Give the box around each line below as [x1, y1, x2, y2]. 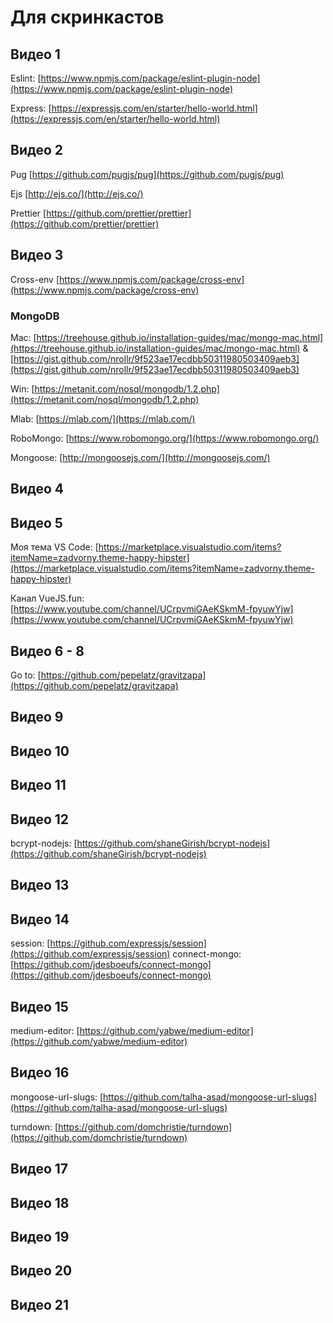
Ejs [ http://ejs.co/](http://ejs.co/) [10, 187, 144, 200]
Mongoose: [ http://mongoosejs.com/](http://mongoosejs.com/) [10, 451, 271, 463]
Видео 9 [10, 709, 64, 726]
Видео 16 [10, 1064, 70, 1081]
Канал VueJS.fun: [10, 592, 85, 605]
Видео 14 [10, 911, 70, 928]
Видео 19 [10, 1228, 70, 1245]
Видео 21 [10, 1296, 70, 1313]
